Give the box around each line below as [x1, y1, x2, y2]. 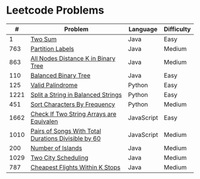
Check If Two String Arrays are [30, 110, 117, 118]
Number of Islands [30, 143, 82, 152]
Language [128, 25, 158, 33]
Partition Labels [30, 44, 74, 53]
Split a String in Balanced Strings [30, 90, 122, 98]
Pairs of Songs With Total [30, 127, 101, 135]
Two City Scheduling [30, 154, 89, 162]
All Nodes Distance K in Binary [30, 54, 116, 62]
